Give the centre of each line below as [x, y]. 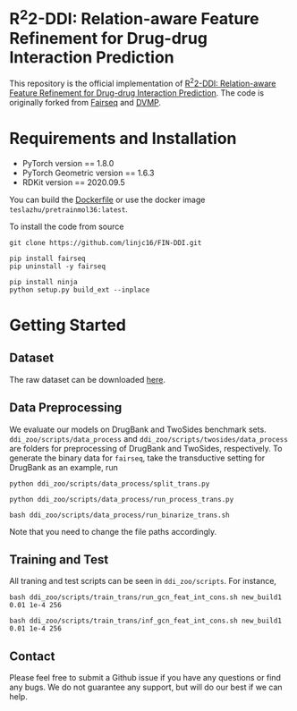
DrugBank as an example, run [64, 467]
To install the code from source [67, 226]
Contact [32, 656]
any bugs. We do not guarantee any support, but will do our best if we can [146, 687]
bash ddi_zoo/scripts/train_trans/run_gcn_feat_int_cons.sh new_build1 [145, 597]
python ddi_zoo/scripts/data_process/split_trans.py [110, 484]
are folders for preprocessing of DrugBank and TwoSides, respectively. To [146, 448]
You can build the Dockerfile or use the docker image [107, 199]
